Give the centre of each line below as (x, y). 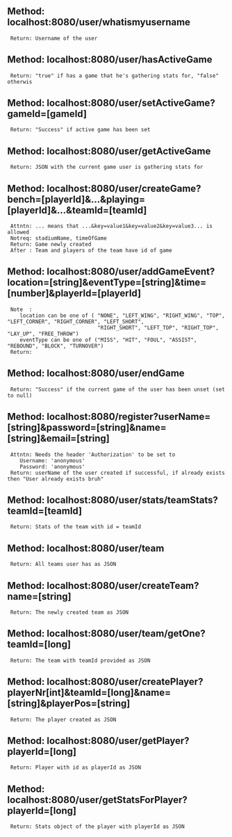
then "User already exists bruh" (56, 479)
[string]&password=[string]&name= (87, 428)
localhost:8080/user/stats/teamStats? (132, 500)
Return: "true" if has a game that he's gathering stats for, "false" (114, 76)
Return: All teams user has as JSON (63, 564)
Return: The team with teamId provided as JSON (80, 660)
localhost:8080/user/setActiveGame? (131, 103)
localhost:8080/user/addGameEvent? (131, 271)
